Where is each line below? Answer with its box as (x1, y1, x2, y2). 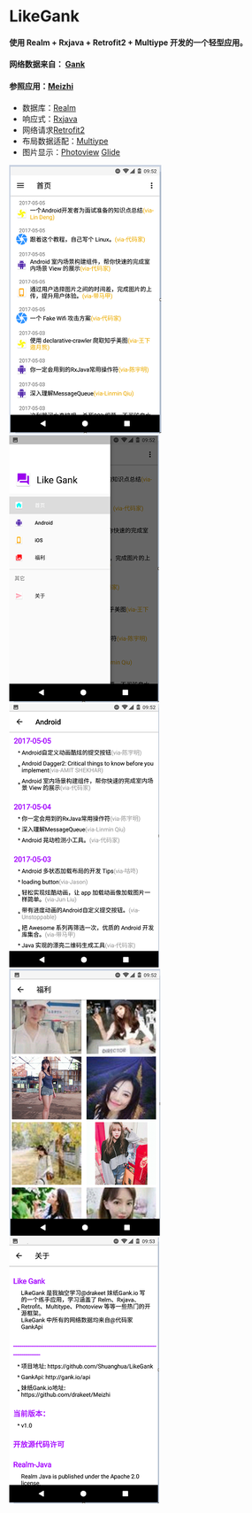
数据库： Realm (21, 102, 77, 112)
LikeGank (9, 6, 80, 27)
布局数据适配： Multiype (21, 135, 109, 146)
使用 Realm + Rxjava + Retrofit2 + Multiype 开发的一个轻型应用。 (9, 37, 248, 48)
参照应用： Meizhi (9, 81, 73, 91)
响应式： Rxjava (21, 113, 78, 124)
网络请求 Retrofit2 (21, 124, 86, 135)
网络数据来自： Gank (9, 59, 86, 70)
